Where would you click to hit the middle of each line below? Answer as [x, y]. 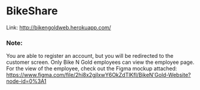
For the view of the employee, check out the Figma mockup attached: [92, 69]
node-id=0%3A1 [26, 81]
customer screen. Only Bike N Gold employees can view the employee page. [100, 62]
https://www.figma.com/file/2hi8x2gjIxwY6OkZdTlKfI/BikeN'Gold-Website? [99, 75]
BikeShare [32, 11]
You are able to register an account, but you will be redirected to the [90, 56]
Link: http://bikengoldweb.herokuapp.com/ [59, 27]
